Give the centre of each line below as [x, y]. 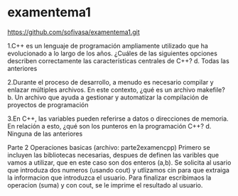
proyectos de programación [48, 104]
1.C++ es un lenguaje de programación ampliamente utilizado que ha [108, 45]
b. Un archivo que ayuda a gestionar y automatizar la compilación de [108, 97]
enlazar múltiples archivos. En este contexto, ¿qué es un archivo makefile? [116, 89]
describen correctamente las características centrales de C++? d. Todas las [118, 60]
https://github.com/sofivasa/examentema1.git [74, 32]
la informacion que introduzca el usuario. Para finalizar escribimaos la [109, 178]
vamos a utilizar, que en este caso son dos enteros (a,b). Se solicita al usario [119, 162]
